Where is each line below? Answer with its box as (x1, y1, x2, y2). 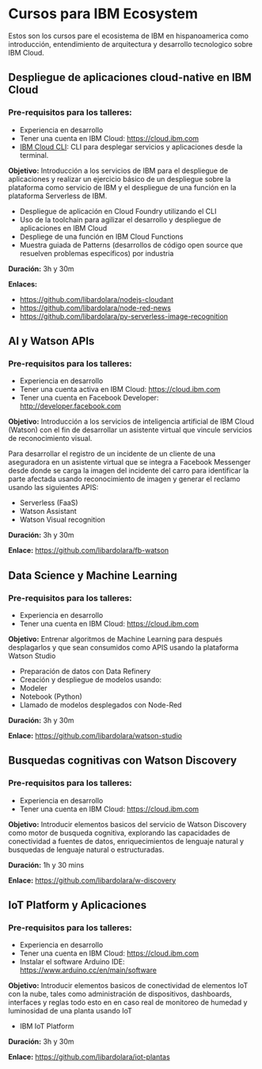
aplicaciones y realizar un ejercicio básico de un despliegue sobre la (8, 174, 231, 183)
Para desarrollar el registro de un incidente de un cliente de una (8, 449, 216, 458)
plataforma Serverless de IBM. (8, 191, 108, 201)
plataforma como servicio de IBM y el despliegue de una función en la (8, 182, 237, 192)
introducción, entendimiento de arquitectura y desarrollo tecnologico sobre (8, 39, 253, 48)
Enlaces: (8, 279, 38, 289)
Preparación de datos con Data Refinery (19, 667, 151, 676)
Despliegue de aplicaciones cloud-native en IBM (8, 71, 252, 84)
